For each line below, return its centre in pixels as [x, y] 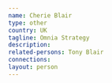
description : [30, 45]
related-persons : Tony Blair [56, 52]
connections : [30, 60]
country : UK [28, 30]
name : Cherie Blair [40, 15]
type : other [28, 23]
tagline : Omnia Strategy [49, 38]
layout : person [33, 67]
